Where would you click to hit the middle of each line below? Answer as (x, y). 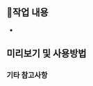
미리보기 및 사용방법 (46, 53)
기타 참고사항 (27, 76)
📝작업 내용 (28, 13)
